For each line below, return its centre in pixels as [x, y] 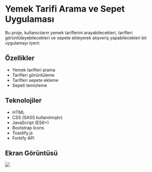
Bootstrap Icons [28, 127]
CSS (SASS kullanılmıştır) [37, 117]
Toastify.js [22, 133]
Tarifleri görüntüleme [33, 75]
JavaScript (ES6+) [30, 123]
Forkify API [23, 138]
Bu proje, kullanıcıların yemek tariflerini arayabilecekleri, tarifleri [69, 32]
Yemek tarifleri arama [34, 70]
